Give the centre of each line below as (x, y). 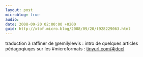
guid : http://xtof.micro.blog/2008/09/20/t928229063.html (68, 29)
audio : (12, 19)
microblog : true (22, 15)
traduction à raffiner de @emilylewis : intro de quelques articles (72, 43)
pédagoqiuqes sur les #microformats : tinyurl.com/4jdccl (65, 49)
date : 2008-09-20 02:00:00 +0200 (41, 24)
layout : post (19, 10)
